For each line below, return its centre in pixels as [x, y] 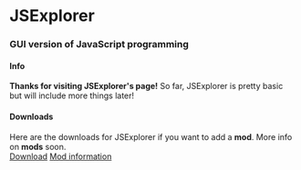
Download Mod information [61, 156]
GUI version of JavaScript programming [99, 45]
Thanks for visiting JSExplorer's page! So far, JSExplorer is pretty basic [146, 86]
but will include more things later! [72, 95]
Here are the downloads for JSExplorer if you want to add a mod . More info [151, 136]
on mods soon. [38, 146]
